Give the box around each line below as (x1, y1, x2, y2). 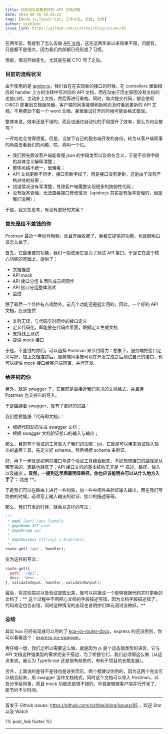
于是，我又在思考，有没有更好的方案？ (5, 207, 84, 213)
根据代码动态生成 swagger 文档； (12, 424, 81, 430)
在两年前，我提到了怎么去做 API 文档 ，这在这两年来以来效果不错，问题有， (5, 40, 159, 46)
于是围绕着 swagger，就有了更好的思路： (5, 403, 90, 409)
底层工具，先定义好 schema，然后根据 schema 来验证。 (13, 447, 129, 453)
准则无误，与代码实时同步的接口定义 (12, 318, 87, 324)
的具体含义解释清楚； (12, 158, 56, 165)
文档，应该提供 (5, 307, 36, 313)
